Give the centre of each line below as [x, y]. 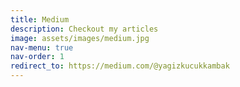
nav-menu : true [42, 47]
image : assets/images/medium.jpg [80, 38]
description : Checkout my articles [84, 29]
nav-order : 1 [37, 57]
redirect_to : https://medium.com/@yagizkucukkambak [120, 66]
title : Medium [40, 19]
